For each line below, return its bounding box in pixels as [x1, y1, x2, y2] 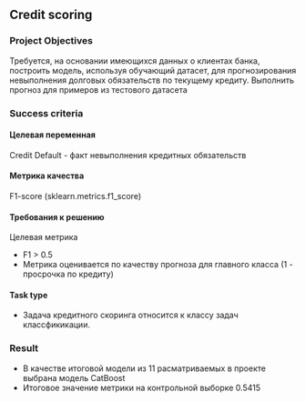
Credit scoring [9, 7, 93, 23]
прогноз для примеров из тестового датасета [9, 84, 188, 95]
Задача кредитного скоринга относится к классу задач [22, 309, 239, 321]
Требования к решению [9, 211, 105, 222]
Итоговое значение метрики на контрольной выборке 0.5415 [22, 382, 261, 393]
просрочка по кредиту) [22, 268, 114, 280]
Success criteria [9, 106, 84, 119]
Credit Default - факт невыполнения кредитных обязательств [9, 149, 247, 160]
